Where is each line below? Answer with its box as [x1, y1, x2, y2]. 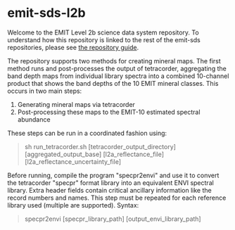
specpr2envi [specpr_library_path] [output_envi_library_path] [24, 215, 202, 223]
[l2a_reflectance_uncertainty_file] [24, 157, 122, 166]
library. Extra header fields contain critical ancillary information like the [7, 186, 212, 194]
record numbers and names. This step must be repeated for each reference [7, 193, 227, 202]
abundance [17, 115, 51, 124]
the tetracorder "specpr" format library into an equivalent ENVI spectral [7, 178, 215, 187]
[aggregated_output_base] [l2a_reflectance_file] [24, 150, 164, 158]
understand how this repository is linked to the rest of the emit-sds [7, 35, 201, 44]
